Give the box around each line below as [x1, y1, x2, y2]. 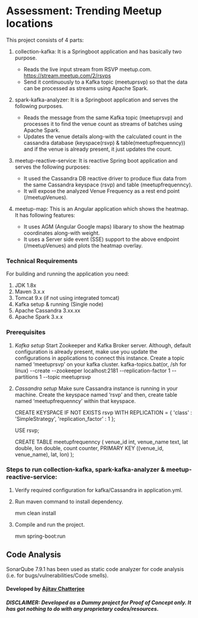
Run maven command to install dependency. [14, 497, 123, 505]
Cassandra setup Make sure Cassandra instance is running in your [14, 385, 178, 392]
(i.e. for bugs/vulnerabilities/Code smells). [6, 572, 108, 579]
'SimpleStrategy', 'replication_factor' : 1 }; [14, 415, 116, 422]
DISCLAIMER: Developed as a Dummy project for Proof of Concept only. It [6, 598, 191, 606]
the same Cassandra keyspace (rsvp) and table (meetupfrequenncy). [23, 181, 193, 188]
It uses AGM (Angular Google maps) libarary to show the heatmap [23, 223, 185, 230]
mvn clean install [14, 509, 56, 516]
